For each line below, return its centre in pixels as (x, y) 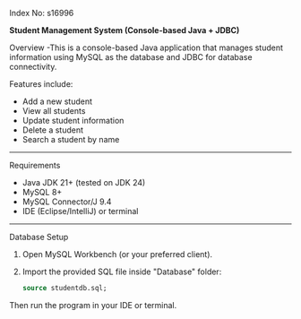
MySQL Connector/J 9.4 (67, 202)
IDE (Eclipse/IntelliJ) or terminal (80, 211)
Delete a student (52, 130)
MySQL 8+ (42, 192)
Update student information (73, 121)
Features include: (41, 84)
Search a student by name (71, 139)
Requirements (35, 165)
